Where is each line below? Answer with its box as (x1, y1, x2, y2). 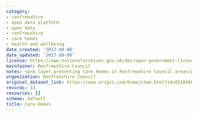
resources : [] (6, 90, 41, 96)
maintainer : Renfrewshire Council (6, 63, 91, 69)
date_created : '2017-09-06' (6, 47, 75, 53)
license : (6, 57, 28, 63)
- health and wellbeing (6, 42, 65, 47)
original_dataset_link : (6, 80, 65, 86)
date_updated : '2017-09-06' (6, 52, 75, 58)
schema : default (6, 95, 46, 101)
